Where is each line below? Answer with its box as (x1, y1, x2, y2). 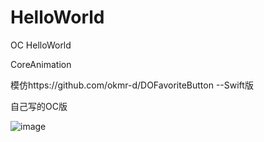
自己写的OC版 (10, 100, 68, 112)
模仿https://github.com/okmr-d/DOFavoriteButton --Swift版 (10, 79, 254, 91)
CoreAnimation (10, 58, 72, 70)
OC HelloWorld (10, 39, 72, 51)
